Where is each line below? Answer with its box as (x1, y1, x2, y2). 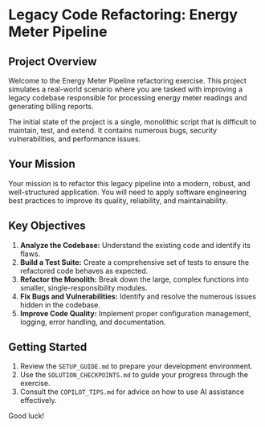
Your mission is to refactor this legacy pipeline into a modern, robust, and (8, 178, 251, 188)
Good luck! (8, 411, 45, 421)
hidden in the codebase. (19, 299, 100, 310)
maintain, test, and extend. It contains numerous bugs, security (8, 126, 218, 135)
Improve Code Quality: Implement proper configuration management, (19, 308, 251, 318)
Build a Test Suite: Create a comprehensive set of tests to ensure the (19, 257, 250, 266)
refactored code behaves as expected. (19, 266, 149, 275)
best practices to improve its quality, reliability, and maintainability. (8, 195, 228, 205)
